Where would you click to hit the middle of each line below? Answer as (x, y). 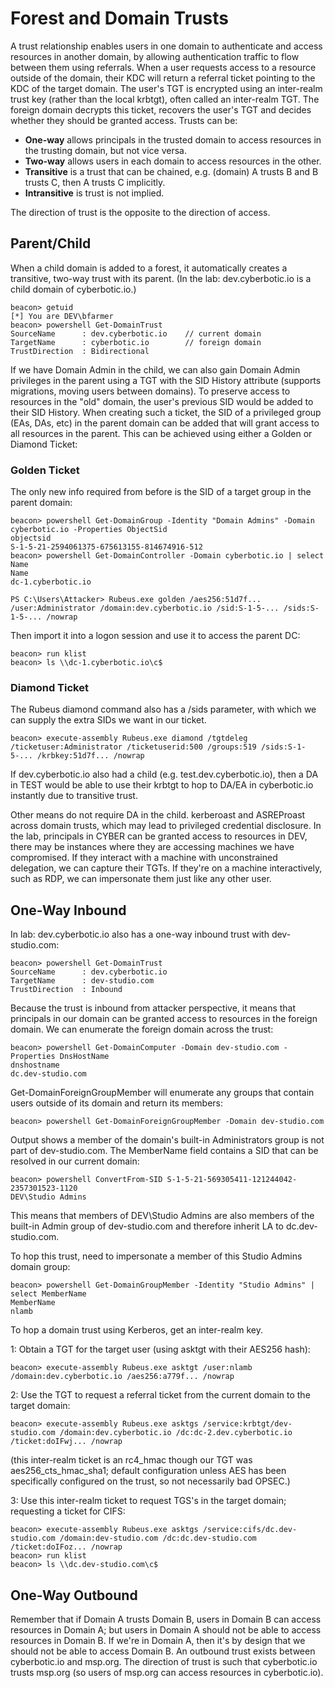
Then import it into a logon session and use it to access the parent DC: (155, 636)
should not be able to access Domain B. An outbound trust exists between (163, 1651)
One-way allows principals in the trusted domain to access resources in (173, 139)
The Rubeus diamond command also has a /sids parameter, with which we (163, 709)
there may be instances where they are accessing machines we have (152, 847)
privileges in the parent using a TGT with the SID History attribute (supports (166, 380)
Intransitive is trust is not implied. (94, 193)
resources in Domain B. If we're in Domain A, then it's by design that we (158, 1640)
